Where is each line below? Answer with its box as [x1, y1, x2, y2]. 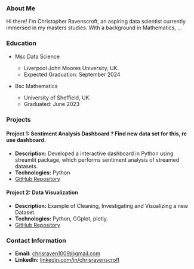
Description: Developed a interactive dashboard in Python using [14, 150, 174, 157]
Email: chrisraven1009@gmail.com [14, 250, 101, 257]
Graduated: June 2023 [23, 100, 80, 107]
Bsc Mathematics [14, 82, 58, 89]
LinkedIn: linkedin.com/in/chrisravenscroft [14, 256, 120, 264]
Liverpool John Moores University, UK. [23, 64, 119, 71]
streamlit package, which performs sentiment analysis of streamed [14, 156, 180, 163]
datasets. [14, 162, 38, 170]
